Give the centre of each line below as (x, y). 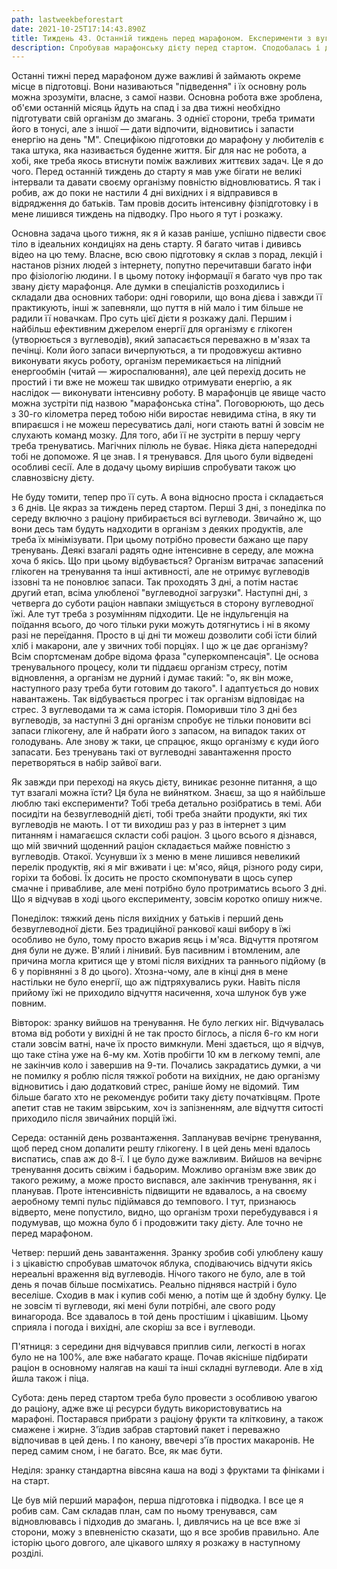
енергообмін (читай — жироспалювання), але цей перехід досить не (158, 372)
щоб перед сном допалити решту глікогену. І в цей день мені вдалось (161, 1148)
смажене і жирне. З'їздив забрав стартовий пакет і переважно (146, 1430)
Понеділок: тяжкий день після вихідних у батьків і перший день (147, 918)
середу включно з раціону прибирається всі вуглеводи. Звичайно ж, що (166, 518)
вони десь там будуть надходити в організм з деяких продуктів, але (157, 529)
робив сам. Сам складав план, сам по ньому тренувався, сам (144, 1511)
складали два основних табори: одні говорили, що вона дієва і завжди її (167, 297)
